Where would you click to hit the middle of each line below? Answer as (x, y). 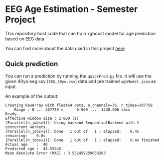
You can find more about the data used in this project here (65, 48)
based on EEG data (25, 39)
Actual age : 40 (27, 144)
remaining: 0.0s (25, 136)
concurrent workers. (27, 127)
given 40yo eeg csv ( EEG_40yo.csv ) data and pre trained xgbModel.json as (81, 81)
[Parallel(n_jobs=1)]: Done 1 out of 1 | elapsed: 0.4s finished (82, 140)
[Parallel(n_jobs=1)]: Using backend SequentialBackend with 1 (72, 123)
